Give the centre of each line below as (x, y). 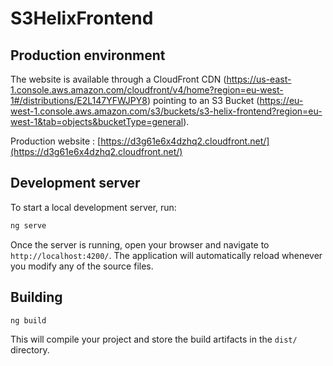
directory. (30, 350)
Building (36, 297)
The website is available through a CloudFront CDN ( (118, 79)
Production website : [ (56, 141)
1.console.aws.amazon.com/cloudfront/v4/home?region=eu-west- (147, 90)
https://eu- (281, 100)
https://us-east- (259, 79)
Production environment (88, 55)
